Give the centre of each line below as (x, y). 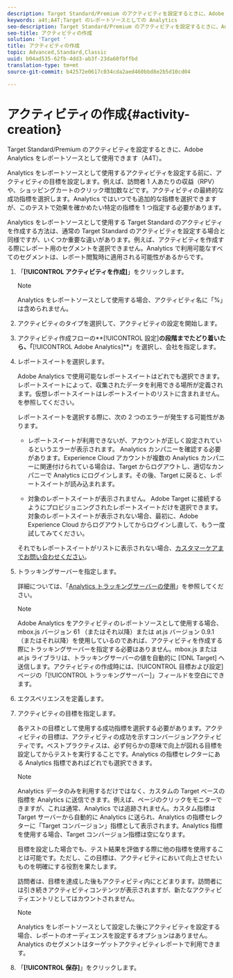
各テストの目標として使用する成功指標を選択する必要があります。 (111, 728)
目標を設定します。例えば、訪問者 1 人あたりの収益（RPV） (133, 182)
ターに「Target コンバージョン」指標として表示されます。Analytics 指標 (120, 826)
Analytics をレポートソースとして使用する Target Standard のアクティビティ (115, 222)
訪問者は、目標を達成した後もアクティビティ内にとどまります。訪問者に (120, 882)
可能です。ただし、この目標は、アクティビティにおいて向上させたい (126, 858)
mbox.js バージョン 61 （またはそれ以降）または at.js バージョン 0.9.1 (116, 632)
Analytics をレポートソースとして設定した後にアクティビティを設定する (119, 927)
